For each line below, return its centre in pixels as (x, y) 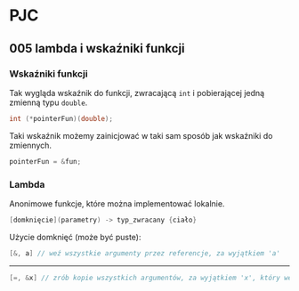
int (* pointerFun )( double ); (61, 118)
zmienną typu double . (48, 102)
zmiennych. (30, 145)
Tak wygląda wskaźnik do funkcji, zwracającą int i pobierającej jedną (137, 93)
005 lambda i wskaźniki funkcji (97, 48)
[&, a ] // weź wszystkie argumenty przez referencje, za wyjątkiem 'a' (145, 253)
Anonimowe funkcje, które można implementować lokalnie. (117, 203)
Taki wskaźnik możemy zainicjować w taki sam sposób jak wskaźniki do (141, 135)
